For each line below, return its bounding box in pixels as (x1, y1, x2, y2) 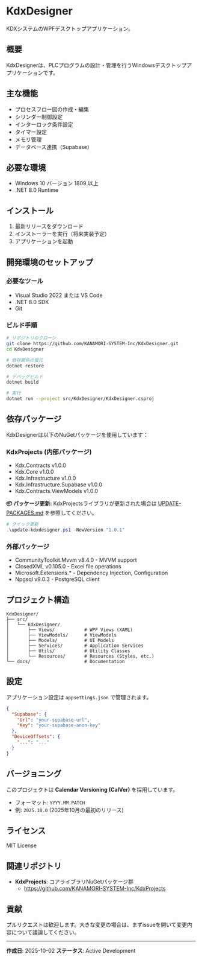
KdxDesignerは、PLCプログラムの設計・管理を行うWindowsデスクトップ (6, 62, 187, 69)
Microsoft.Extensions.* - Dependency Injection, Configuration (14, 569, 168, 577)
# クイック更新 (6, 521, 39, 527)
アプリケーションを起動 (14, 238, 73, 245)
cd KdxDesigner (6, 346, 44, 352)
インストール (6, 205, 54, 215)
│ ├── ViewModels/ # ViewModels (6, 632, 117, 638)
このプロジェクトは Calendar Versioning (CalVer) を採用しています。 (6, 786, 179, 793)
